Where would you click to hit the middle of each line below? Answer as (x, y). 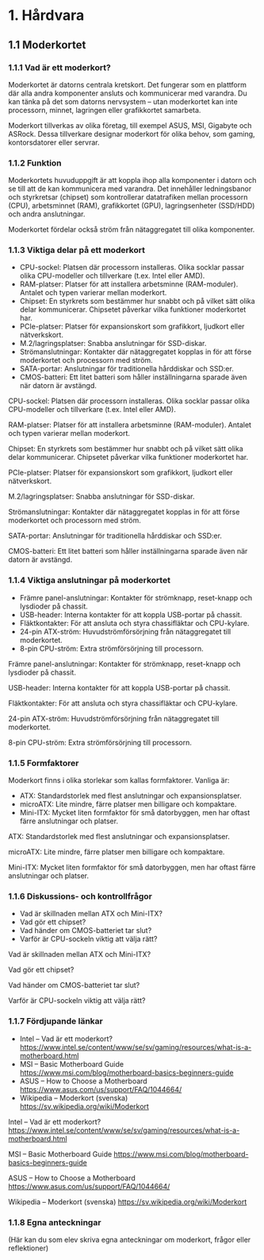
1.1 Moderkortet (47, 45)
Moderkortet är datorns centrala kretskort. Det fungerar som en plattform (128, 84)
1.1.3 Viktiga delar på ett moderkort (77, 251)
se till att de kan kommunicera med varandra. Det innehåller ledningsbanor (130, 189)
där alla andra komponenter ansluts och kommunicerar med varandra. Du (128, 93)
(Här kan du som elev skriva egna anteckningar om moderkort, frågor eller (130, 1239)
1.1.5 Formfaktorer (44, 763)
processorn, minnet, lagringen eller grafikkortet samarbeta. (105, 110)
